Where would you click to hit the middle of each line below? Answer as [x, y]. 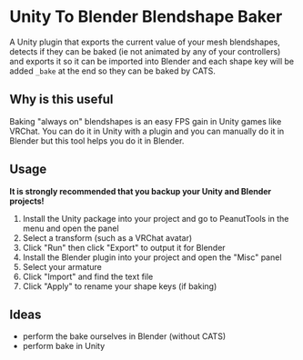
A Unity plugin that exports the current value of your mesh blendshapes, [145, 42]
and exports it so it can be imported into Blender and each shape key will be [151, 61]
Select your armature [62, 266]
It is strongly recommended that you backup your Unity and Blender [141, 191]
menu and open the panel [71, 228]
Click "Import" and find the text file [88, 276]
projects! [27, 201]
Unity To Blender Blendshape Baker [146, 17]
